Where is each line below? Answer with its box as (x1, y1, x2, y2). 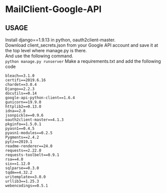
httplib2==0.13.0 (5, 104, 42, 109)
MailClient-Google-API (5, 4, 102, 15)
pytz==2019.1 (5, 139, 33, 144)
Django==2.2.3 (5, 86, 35, 91)
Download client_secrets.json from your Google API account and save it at (5, 42, 158, 48)
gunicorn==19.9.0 (5, 100, 42, 105)
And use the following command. (5, 53, 74, 59)
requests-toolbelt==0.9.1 (5, 152, 59, 157)
